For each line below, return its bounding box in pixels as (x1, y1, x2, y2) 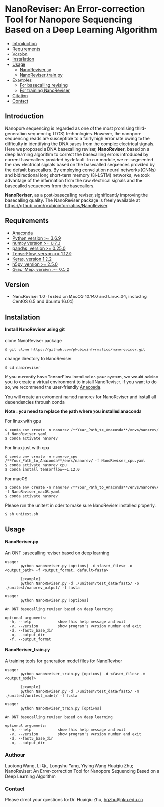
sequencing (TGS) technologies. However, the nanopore (27, 130, 141, 136)
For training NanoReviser (19, 87, 70, 93)
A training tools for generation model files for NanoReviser (5, 658, 122, 664)
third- (135, 125, 147, 131)
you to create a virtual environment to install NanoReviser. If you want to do (5, 379, 157, 385)
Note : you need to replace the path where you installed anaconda (5, 408, 142, 414)
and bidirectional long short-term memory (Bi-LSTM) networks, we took (5, 172, 150, 178)
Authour (5, 752, 25, 758)
